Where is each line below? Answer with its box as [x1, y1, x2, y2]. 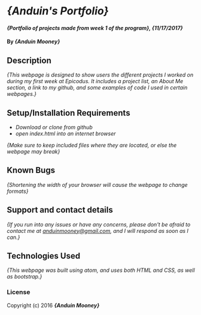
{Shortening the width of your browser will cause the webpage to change [7, 181, 188, 188]
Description [7, 55, 51, 65]
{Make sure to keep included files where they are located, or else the [7, 142, 177, 149]
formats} [7, 187, 29, 195]
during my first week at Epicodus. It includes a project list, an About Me [7, 78, 184, 85]
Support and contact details [7, 205, 113, 215]
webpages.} [7, 90, 37, 98]
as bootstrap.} [7, 273, 42, 280]
